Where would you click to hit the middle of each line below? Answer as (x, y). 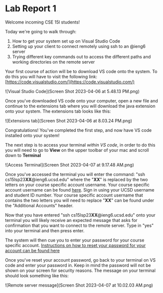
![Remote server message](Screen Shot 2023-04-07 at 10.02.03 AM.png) (79, 285)
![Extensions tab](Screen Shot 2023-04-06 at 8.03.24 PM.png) (69, 121)
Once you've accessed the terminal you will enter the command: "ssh (75, 174)
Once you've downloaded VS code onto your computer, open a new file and (81, 100)
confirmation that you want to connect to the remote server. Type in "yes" (80, 225)
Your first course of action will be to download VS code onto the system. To (81, 71)
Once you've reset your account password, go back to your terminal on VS (80, 260)
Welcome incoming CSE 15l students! (42, 22)
